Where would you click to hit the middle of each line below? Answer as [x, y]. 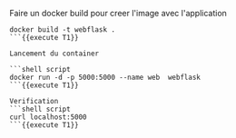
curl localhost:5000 [49, 117]
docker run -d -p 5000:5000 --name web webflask [105, 77]
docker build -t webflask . [63, 30]
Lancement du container [54, 54]
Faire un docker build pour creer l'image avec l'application [118, 13]
